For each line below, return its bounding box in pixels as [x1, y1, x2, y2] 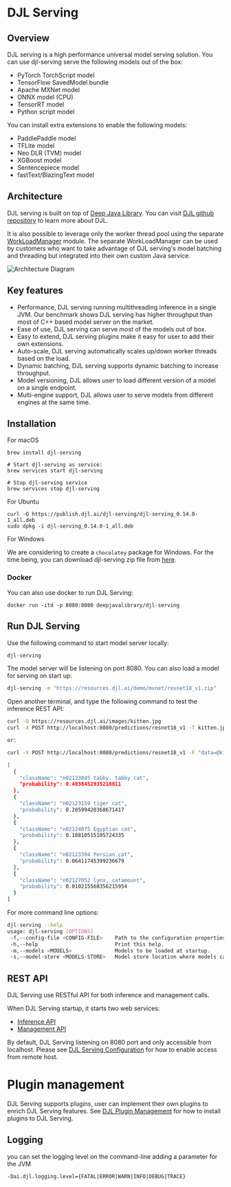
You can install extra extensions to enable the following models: [7, 121, 188, 129]
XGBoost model [16, 156, 62, 164]
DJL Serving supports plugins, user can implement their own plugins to [7, 1100, 208, 1108]
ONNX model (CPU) [16, 93, 74, 101]
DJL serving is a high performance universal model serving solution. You [7, 50, 213, 58]
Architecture [7, 190, 63, 202]
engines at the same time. [16, 398, 91, 406]
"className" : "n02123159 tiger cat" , [19, 800, 128, 807]
